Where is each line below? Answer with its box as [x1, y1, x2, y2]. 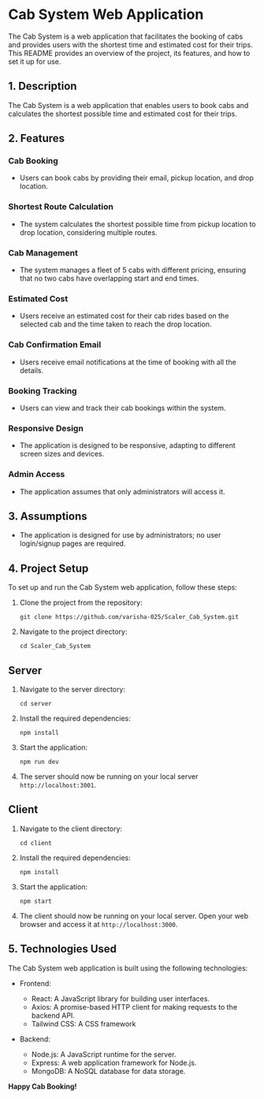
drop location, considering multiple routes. [19, 227, 158, 237]
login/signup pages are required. [19, 538, 126, 549]
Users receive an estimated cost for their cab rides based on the [19, 311, 229, 321]
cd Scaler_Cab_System [19, 643, 91, 650]
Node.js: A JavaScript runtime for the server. [31, 1049, 177, 1059]
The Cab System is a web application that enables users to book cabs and [8, 100, 249, 110]
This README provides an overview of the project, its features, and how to [8, 48, 251, 58]
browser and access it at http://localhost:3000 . [19, 919, 178, 929]
